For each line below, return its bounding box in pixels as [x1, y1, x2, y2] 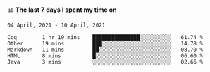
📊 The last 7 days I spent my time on [7, 6, 118, 14]
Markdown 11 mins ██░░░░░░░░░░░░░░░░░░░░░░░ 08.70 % [7, 46, 203, 53]
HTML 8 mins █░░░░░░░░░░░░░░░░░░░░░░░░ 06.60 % [7, 52, 203, 59]
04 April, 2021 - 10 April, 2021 [7, 22, 106, 29]
